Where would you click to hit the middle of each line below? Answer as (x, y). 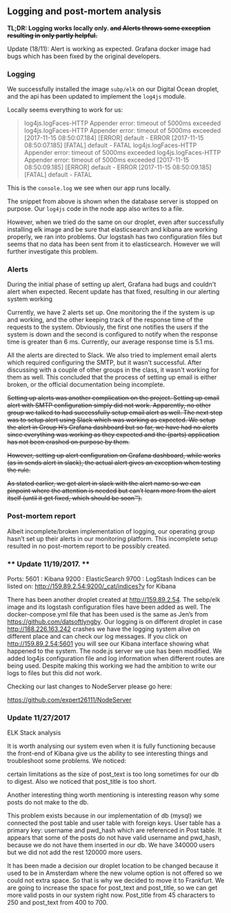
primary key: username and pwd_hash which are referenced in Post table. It (114, 830)
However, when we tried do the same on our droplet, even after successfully (115, 222)
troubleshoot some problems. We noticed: (67, 761)
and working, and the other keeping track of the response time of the (105, 320)
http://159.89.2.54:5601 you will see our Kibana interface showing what (108, 643)
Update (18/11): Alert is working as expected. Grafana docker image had (109, 48)
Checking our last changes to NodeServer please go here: (90, 686)
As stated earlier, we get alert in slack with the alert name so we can (104, 484)
